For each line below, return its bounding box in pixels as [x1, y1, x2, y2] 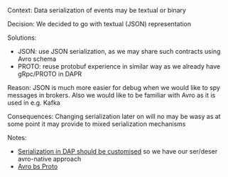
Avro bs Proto [17, 162, 58, 171]
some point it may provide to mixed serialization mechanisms [7, 120, 186, 128]
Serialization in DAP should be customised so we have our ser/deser [17, 147, 218, 155]
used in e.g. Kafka [7, 98, 60, 107]
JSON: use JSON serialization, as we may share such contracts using [17, 47, 221, 55]
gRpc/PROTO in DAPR [17, 70, 82, 78]
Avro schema [17, 55, 57, 63]
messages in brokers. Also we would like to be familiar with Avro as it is [7, 91, 216, 99]
